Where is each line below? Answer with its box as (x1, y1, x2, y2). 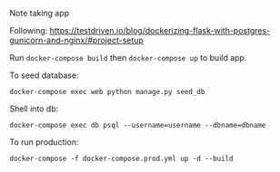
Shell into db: (9, 103, 59, 114)
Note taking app (9, 8, 70, 18)
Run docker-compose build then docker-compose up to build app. (9, 53, 247, 62)
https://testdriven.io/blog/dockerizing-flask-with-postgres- (49, 25, 271, 35)
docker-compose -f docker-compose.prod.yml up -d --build (9, 154, 234, 163)
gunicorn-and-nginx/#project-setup (9, 35, 144, 45)
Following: (9, 25, 48, 35)
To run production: (9, 137, 79, 148)
